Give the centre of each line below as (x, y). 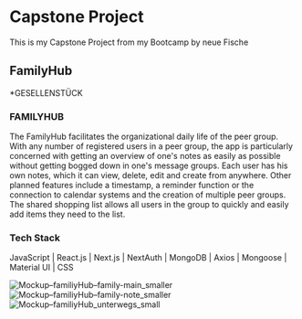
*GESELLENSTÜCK (47, 92)
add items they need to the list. (68, 214)
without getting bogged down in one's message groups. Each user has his (149, 165)
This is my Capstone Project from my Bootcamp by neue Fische (129, 42)
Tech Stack (35, 238)
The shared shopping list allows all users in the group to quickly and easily (149, 205)
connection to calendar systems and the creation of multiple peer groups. (148, 195)
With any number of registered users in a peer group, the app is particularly (151, 146)
